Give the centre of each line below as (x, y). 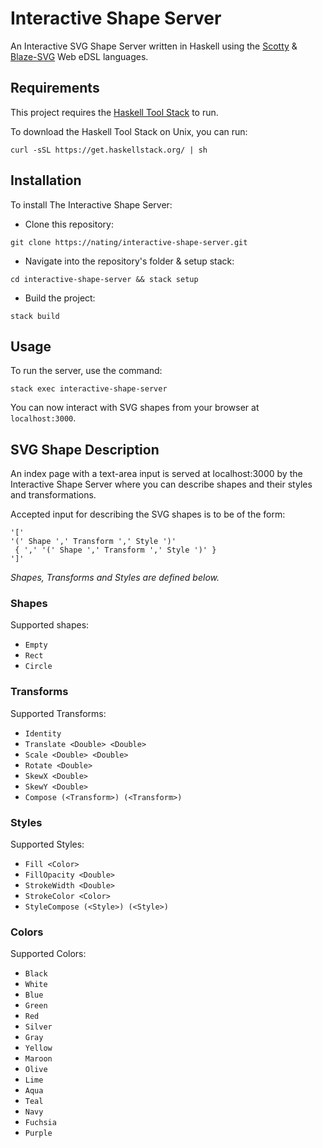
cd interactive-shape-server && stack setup (104, 279)
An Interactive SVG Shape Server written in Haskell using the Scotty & (154, 46)
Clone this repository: (69, 224)
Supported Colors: (48, 954)
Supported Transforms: (58, 713)
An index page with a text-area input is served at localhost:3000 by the (156, 474)
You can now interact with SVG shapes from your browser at (135, 408)
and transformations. (53, 495)
